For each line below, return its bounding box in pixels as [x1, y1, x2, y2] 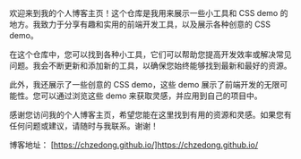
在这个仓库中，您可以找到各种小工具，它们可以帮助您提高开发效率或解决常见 [9, 49, 292, 60]
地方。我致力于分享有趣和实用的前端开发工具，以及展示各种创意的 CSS [9, 19, 271, 29]
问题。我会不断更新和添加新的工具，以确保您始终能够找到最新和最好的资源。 [9, 61, 292, 71]
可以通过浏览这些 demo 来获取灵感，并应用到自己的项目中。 [39, 90, 262, 101]
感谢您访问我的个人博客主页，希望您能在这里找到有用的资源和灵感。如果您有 [9, 110, 292, 120]
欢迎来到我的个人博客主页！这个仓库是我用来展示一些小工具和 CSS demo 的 [9, 8, 288, 18]
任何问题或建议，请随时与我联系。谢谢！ [9, 121, 159, 131]
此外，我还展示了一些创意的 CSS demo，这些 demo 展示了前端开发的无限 [9, 79, 280, 89]
